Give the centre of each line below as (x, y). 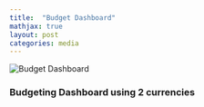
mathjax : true (36, 26)
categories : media (44, 43)
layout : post (34, 34)
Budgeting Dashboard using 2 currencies (102, 92)
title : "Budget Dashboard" (63, 18)
